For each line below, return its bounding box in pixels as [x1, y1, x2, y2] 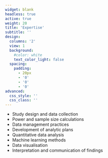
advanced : [5, 89, 25, 94]
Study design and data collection [12, 111, 78, 117]
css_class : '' [9, 98, 38, 103]
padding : [14, 66, 32, 71]
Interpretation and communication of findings [12, 147, 103, 154]
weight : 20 [5, 20, 27, 26]
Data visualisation [12, 142, 48, 148]
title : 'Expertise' [5, 25, 45, 30]
